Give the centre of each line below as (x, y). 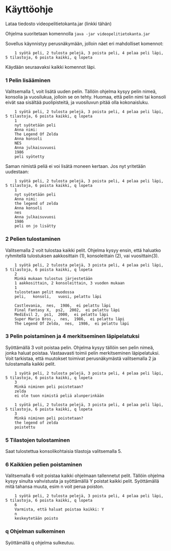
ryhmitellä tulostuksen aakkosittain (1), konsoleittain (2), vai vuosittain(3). (82, 256)
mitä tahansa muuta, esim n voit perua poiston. (55, 487)
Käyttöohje (29, 9)
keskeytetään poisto (36, 519)
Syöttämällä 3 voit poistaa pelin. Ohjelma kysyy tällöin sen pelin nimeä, (80, 347)
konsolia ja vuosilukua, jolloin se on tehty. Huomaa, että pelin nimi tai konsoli (86, 97)
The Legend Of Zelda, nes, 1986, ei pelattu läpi (72, 324)
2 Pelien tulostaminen (33, 239)
